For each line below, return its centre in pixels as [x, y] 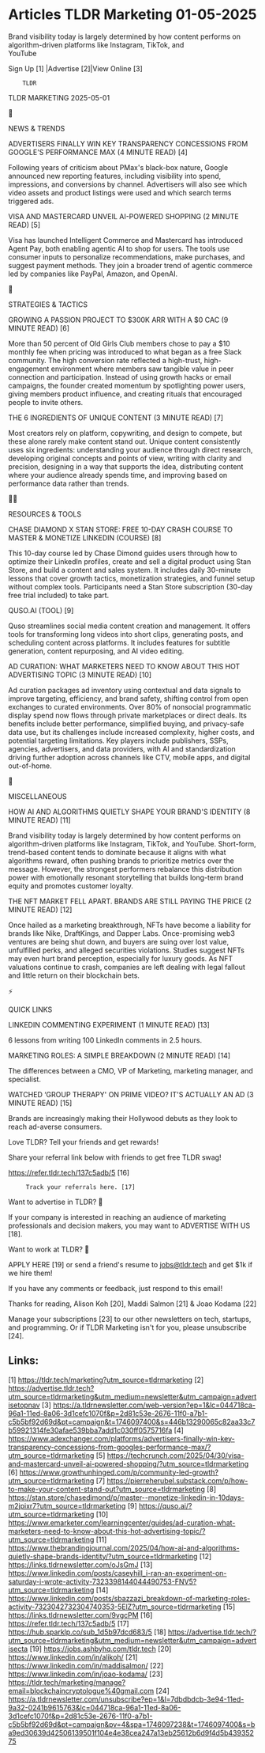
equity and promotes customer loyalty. [71, 886]
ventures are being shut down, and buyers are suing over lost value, [119, 941]
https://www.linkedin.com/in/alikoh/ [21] [73, 1657]
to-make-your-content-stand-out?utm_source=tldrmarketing [106, 1489]
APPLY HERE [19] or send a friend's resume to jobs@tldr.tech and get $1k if [131, 1264]
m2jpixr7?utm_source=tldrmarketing [67, 1505]
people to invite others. [46, 402]
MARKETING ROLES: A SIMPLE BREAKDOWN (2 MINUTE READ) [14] [119, 1055]
